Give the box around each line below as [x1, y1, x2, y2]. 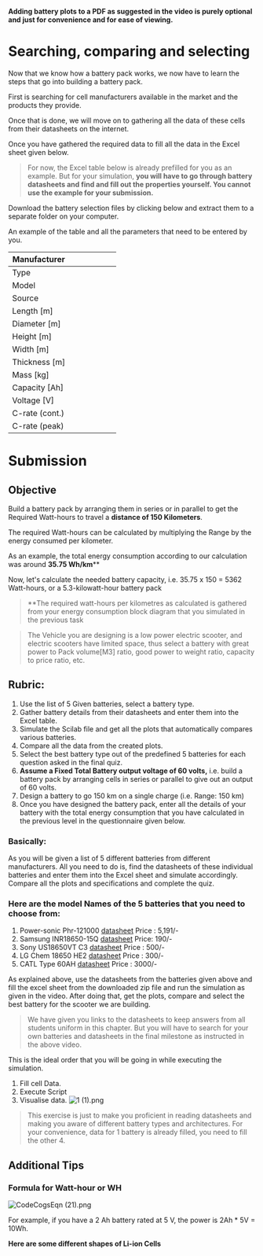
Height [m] [12, 330, 53, 341]
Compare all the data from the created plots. [19, 741, 163, 750]
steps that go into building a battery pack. [8, 76, 144, 86]
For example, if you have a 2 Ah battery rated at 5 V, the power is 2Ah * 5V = [8, 1215, 256, 1225]
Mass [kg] [12, 369, 49, 380]
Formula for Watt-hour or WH [8, 1182, 122, 1193]
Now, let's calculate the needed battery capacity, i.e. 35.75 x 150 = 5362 [8, 574, 242, 584]
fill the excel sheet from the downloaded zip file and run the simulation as [8, 983, 246, 993]
